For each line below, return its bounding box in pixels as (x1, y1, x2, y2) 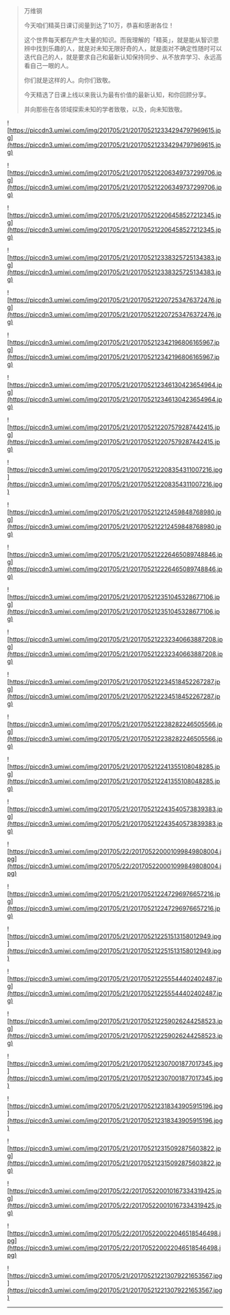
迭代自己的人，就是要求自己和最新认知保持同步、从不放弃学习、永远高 (23, 53, 222, 61)
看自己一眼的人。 (23, 62, 73, 69)
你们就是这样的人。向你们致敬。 (23, 76, 114, 84)
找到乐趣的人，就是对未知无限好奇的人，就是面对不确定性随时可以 (36, 45, 222, 52)
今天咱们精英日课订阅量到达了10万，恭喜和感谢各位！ (23, 21, 175, 29)
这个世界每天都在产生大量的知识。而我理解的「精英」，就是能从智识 (23, 36, 214, 44)
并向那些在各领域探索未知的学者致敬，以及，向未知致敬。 (23, 106, 186, 113)
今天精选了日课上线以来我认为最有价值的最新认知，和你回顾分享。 (23, 91, 210, 99)
